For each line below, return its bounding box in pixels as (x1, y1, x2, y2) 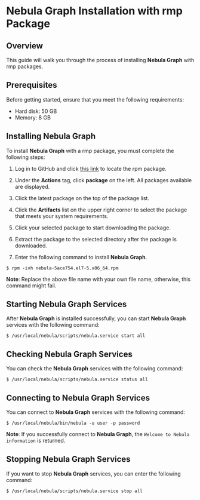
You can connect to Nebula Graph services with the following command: (6, 409, 185, 416)
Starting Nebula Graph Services (6, 299, 127, 309)
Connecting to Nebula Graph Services (6, 392, 150, 403)
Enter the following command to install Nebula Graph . (14, 253, 147, 260)
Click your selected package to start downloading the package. (14, 224, 171, 231)
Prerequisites (6, 80, 57, 90)
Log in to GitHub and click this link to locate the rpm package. (14, 165, 167, 172)
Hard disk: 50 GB (14, 108, 57, 115)
